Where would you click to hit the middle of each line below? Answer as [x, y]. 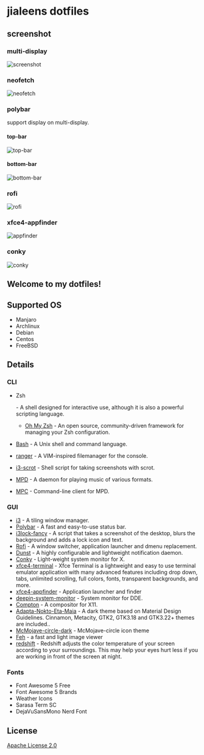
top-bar [17, 137]
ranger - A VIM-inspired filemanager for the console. [82, 455]
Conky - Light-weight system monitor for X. [70, 559]
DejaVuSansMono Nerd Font [51, 712]
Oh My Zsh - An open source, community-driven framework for [104, 425]
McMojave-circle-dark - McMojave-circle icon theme [83, 630]
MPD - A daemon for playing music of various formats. [84, 479]
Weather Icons [34, 699]
